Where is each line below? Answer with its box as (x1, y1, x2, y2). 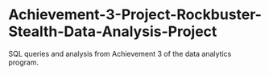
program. (8, 57, 39, 67)
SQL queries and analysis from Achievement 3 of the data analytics (8, 49, 232, 58)
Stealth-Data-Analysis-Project (8, 22, 217, 41)
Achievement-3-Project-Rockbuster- (8, 6, 262, 24)
